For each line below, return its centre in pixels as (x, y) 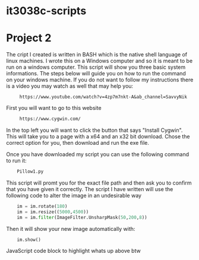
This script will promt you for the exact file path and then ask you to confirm (99, 183)
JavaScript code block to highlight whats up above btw (73, 251)
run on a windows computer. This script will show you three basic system (96, 67)
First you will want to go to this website (54, 108)
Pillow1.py (30, 172)
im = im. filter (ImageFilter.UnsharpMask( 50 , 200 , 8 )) (82, 217)
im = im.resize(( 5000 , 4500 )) (53, 212)
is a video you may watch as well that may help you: (70, 86)
